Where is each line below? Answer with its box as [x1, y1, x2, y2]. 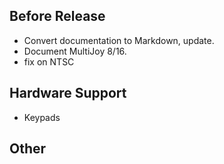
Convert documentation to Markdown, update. [23, 34, 215, 46]
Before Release [9, 8, 106, 25]
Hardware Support [9, 85, 127, 102]
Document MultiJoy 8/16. [23, 45, 127, 57]
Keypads [23, 111, 61, 123]
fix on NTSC [23, 55, 75, 68]
